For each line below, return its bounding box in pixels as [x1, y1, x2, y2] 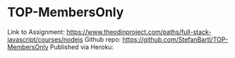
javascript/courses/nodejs [7, 35, 83, 43]
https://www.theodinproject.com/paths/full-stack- [66, 28, 212, 36]
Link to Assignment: [7, 28, 65, 36]
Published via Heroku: [49, 42, 114, 51]
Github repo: [84, 35, 121, 43]
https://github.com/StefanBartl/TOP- [122, 35, 228, 43]
